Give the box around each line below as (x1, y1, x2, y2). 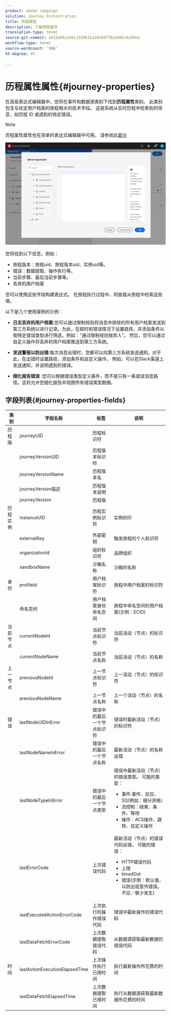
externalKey (19, 535, 45, 541)
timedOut (121, 871, 141, 877)
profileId (19, 581, 37, 588)
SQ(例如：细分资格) (121, 797, 163, 803)
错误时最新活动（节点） (113, 716, 163, 722)
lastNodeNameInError (19, 750, 65, 756)
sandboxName (19, 564, 50, 570)
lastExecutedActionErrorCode (19, 912, 82, 918)
